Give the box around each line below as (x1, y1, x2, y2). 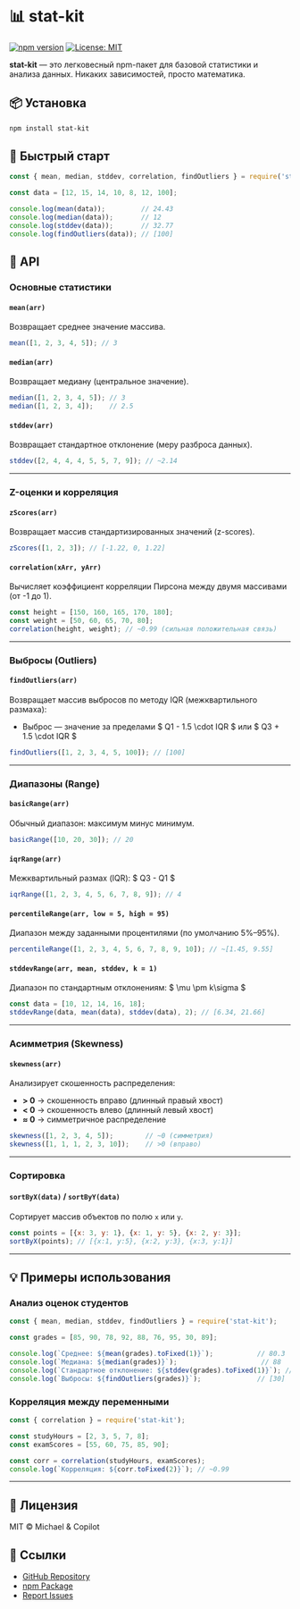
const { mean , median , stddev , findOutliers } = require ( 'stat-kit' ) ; (9, 1317, 278, 1327)
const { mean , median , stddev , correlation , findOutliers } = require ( (9, 173, 281, 181)
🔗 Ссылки (9, 1547, 67, 1563)
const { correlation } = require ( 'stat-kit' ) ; (9, 1416, 186, 1425)
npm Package (21, 1580, 73, 1591)
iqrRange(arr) (9, 855, 62, 863)
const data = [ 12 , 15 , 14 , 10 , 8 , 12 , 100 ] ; (9, 189, 178, 198)
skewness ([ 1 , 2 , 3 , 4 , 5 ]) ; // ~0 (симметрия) (9, 1132, 214, 1141)
